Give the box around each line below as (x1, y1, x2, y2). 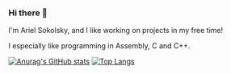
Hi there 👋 (8, 7, 48, 18)
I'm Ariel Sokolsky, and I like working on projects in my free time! (8, 26, 224, 35)
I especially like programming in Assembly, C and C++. (8, 41, 191, 51)
